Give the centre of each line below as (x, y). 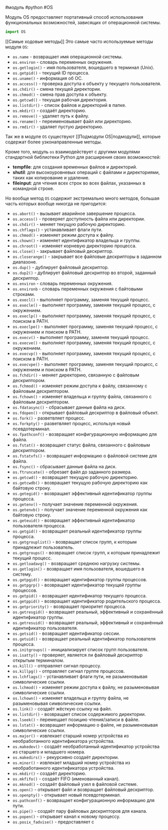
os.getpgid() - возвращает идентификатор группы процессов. (80, 579)
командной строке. (33, 188)
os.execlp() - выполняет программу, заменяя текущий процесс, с (84, 316)
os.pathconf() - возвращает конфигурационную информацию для (83, 800)
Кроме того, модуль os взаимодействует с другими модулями (73, 152)
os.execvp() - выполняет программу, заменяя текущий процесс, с (84, 353)
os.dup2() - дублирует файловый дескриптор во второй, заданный (84, 273)
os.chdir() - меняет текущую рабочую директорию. (69, 224)
